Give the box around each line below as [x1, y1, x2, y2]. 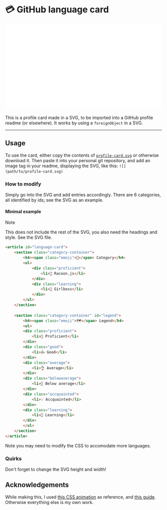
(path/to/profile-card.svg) [5, 169, 64, 174]
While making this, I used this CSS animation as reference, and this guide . [5, 494, 156, 500]
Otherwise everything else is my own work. [5, 499, 93, 505]
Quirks [5, 455, 22, 462]
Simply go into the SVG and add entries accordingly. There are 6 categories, [5, 192, 162, 198]
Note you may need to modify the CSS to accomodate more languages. [5, 442, 151, 448]
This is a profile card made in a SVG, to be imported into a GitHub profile [5, 115, 153, 121]
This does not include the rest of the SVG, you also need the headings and [5, 229, 158, 235]
